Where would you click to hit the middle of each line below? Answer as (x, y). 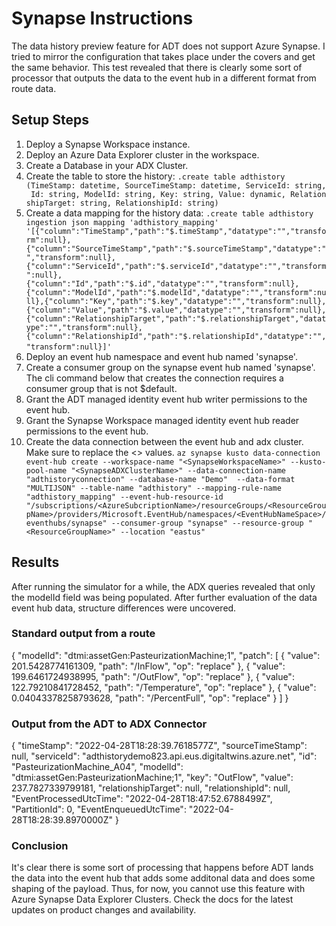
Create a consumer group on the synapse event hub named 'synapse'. (170, 367)
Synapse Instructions (102, 18)
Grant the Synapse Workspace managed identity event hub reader (162, 420)
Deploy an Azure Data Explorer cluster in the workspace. (142, 154)
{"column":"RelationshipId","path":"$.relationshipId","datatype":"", (176, 336)
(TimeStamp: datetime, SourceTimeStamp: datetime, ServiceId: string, (176, 185)
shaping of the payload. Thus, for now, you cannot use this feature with (158, 889)
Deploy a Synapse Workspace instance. (108, 144)
